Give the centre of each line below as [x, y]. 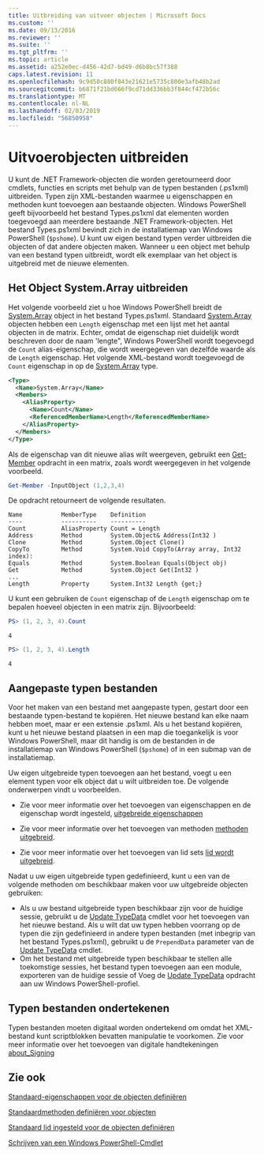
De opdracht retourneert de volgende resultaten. [87, 500]
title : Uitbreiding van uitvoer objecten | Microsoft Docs [107, 15]
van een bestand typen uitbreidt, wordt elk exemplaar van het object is [123, 254]
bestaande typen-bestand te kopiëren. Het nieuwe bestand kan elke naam [128, 715]
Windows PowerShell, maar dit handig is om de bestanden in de [112, 740]
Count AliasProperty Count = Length [84, 529]
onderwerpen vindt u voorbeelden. [65, 789]
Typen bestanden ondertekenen [89, 1008]
